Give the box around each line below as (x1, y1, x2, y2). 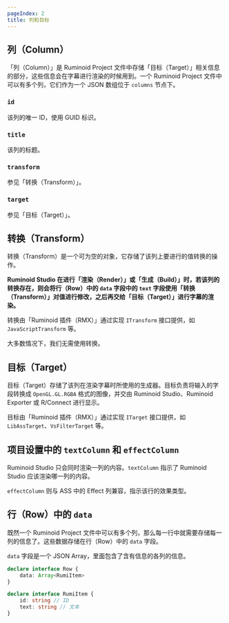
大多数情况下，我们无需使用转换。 (7, 339, 104, 348)
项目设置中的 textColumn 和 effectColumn (7, 444, 179, 455)
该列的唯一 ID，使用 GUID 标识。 (7, 113, 100, 121)
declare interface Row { (7, 565, 79, 573)
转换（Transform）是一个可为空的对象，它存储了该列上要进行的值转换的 (7, 253, 212, 261)
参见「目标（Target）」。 (7, 210, 74, 219)
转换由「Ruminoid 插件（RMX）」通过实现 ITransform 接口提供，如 (7, 316, 195, 324)
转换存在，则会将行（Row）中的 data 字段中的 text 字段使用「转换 (7, 284, 195, 293)
